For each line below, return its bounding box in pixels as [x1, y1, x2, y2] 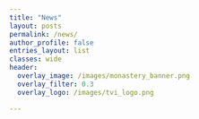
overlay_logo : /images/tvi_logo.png [17, 88, 154, 97]
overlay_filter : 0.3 [17, 80, 94, 89]
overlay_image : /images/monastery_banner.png [17, 72, 191, 81]
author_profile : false [9, 38, 94, 47]
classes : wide [9, 55, 63, 64]
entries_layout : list [9, 47, 91, 55]
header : [9, 64, 39, 72]
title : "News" [9, 13, 63, 22]
